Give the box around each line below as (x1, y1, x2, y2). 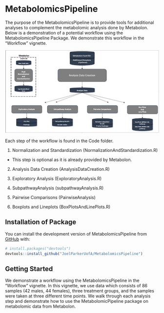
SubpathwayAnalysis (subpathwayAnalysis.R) (12, 185, 104, 191)
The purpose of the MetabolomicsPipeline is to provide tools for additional (5, 19, 154, 25)
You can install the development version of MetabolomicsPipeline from (5, 231, 147, 237)
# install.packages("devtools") (5, 246, 71, 251)
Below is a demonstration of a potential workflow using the (5, 30, 123, 36)
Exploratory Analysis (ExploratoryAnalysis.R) (12, 176, 102, 182)
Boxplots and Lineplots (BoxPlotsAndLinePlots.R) (12, 204, 111, 210)
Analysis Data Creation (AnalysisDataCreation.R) (12, 166, 110, 172)
